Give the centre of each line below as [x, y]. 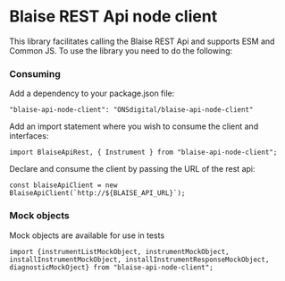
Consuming [35, 73]
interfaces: [29, 136]
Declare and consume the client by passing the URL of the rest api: [132, 169]
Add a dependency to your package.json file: [92, 94]
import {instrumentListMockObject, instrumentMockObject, [119, 251]
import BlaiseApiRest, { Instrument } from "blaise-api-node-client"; [143, 153]
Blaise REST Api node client [113, 17]
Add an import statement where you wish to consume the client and [134, 126]
